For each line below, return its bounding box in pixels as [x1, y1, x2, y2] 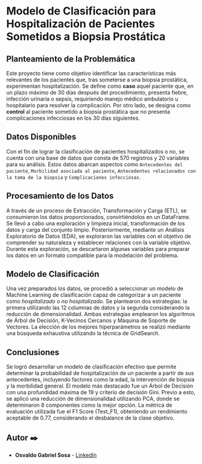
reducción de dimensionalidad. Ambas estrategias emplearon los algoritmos [6, 311, 195, 318]
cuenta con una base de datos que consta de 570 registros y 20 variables [6, 154, 190, 161]
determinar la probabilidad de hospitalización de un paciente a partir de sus [6, 370, 194, 377]
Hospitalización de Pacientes [6, 17, 155, 31]
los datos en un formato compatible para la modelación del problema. [6, 252, 179, 259]
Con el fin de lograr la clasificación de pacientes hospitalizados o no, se [6, 147, 185, 155]
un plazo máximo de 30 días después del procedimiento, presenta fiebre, [6, 89, 188, 96]
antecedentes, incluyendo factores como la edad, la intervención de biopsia [6, 376, 195, 383]
